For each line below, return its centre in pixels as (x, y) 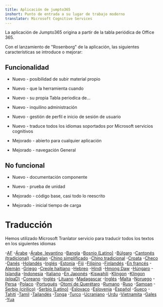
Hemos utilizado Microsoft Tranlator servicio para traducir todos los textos (80, 238)
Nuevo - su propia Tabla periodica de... (51, 98)
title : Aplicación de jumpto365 (38, 9)
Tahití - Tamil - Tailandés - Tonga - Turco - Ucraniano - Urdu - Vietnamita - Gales (81, 294)
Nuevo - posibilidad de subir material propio (56, 79)
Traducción (29, 225)
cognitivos (22, 131)
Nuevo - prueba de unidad (39, 187)
